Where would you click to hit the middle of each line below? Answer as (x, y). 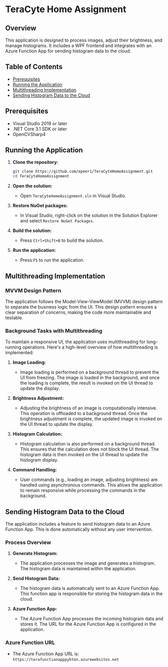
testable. (14, 317)
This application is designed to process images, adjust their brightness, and (84, 40)
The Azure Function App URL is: (46, 654)
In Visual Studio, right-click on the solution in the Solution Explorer (89, 215)
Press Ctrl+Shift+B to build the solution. (62, 240)
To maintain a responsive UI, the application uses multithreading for (75, 342)
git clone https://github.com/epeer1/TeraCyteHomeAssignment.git (82, 172)
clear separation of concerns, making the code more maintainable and (78, 312)
